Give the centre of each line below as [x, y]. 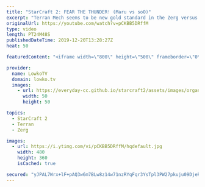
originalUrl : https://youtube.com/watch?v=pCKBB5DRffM [77, 23]
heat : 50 [17, 46]
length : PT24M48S [28, 35]
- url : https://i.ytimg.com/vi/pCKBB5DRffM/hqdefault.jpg [87, 147]
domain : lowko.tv [34, 79]
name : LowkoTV [30, 74]
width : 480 [31, 152]
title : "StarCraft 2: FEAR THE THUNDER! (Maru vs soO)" [79, 12]
